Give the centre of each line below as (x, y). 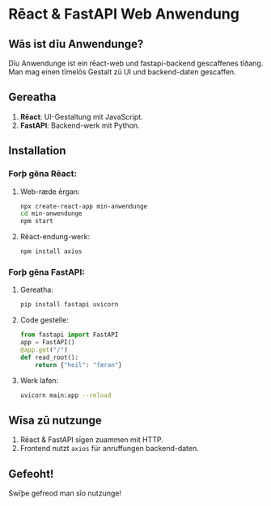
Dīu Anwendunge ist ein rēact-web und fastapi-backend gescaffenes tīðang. (136, 63)
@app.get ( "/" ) (44, 350)
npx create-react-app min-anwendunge (84, 206)
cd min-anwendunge (51, 214)
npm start (37, 221)
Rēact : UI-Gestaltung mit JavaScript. (81, 116)
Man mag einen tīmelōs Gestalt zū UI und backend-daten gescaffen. (122, 72)
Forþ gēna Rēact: (42, 174)
